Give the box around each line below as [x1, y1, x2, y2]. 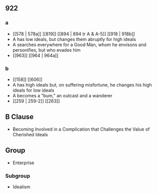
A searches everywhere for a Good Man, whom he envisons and [12, 42, 146, 48]
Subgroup [5, 172, 30, 179]
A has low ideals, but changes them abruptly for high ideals [12, 36, 136, 42]
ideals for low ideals [12, 87, 55, 93]
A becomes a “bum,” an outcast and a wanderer [12, 92, 113, 98]
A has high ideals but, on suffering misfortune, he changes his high [12, 82, 152, 88]
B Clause [5, 112, 34, 121]
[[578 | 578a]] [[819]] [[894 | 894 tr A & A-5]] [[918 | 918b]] [12, 30, 135, 37]
